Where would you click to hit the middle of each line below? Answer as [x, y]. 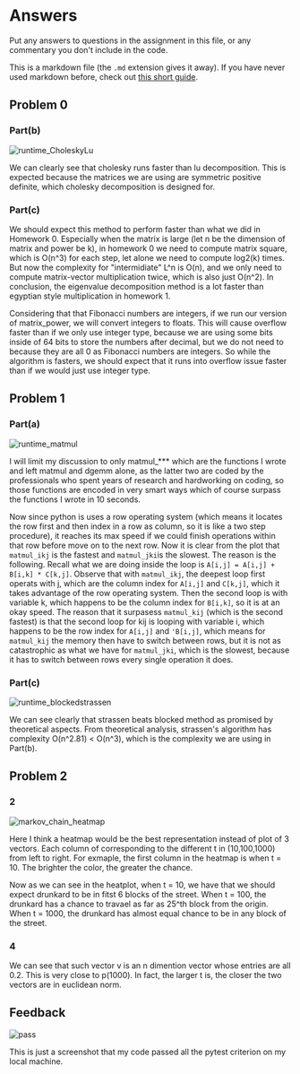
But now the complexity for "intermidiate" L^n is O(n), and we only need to [146, 267]
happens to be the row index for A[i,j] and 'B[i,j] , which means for [137, 631]
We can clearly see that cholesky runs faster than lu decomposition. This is [148, 168]
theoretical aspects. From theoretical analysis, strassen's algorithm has [141, 729]
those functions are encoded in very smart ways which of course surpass [145, 489]
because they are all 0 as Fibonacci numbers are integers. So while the [140, 351]
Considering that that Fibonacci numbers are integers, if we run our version [148, 313]
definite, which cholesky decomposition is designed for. [112, 186]
